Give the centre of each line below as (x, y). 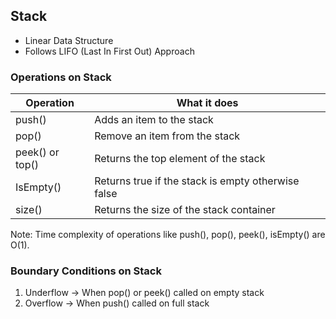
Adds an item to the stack (154, 120)
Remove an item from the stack (167, 136)
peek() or (37, 152)
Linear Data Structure (69, 40)
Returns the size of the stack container (185, 210)
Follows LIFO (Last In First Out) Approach (109, 51)
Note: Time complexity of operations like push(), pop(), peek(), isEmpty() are (168, 235)
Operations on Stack (61, 77)
